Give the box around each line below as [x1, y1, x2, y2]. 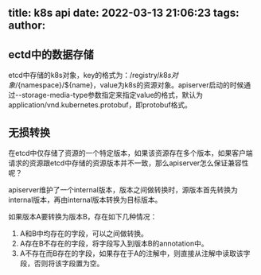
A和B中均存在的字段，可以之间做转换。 [19, 229, 149, 238]
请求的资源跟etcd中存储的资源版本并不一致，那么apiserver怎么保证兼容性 [8, 158, 249, 168]
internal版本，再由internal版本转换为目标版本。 [8, 195, 162, 205]
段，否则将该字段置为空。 [19, 258, 104, 269]
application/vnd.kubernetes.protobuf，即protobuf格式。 [8, 100, 193, 110]
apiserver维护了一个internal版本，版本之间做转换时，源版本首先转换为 [8, 185, 239, 195]
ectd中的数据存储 [8, 48, 94, 61]
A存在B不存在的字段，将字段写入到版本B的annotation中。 [19, 238, 208, 249]
